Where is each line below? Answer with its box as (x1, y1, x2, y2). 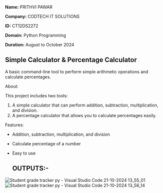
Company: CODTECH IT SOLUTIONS (5, 14, 80, 19)
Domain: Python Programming (5, 33, 67, 38)
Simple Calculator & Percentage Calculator (5, 56, 137, 64)
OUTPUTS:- (12, 164, 49, 173)
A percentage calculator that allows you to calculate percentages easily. (12, 112, 157, 118)
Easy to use (12, 150, 36, 156)
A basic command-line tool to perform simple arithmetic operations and (5, 69, 148, 74)
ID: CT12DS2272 (5, 23, 38, 29)
